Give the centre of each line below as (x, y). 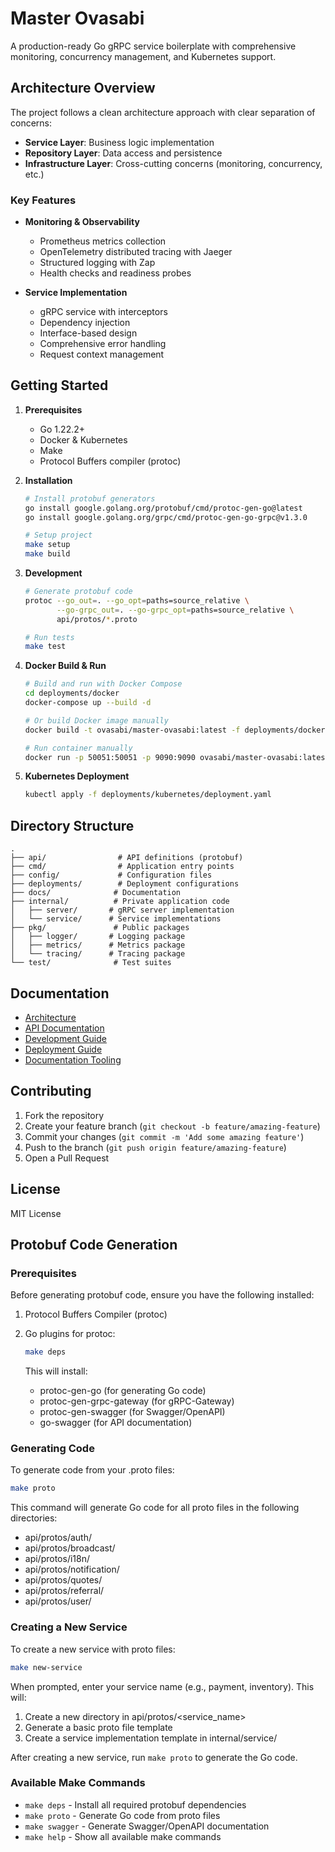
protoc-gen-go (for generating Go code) (123, 1391)
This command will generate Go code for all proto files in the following (155, 1508)
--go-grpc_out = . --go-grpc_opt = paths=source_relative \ (175, 610)
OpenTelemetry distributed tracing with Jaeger (136, 252)
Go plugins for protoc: (70, 1334)
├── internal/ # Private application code (120, 902)
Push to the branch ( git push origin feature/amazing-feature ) (155, 1147)
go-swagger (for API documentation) (116, 1423)
